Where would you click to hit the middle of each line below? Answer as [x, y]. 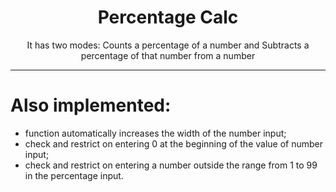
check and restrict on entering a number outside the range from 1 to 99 [171, 165]
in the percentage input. [74, 175]
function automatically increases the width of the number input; [155, 133]
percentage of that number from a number [168, 55]
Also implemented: [91, 105]
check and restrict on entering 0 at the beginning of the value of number [173, 143]
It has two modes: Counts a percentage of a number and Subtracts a [168, 45]
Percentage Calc [168, 17]
